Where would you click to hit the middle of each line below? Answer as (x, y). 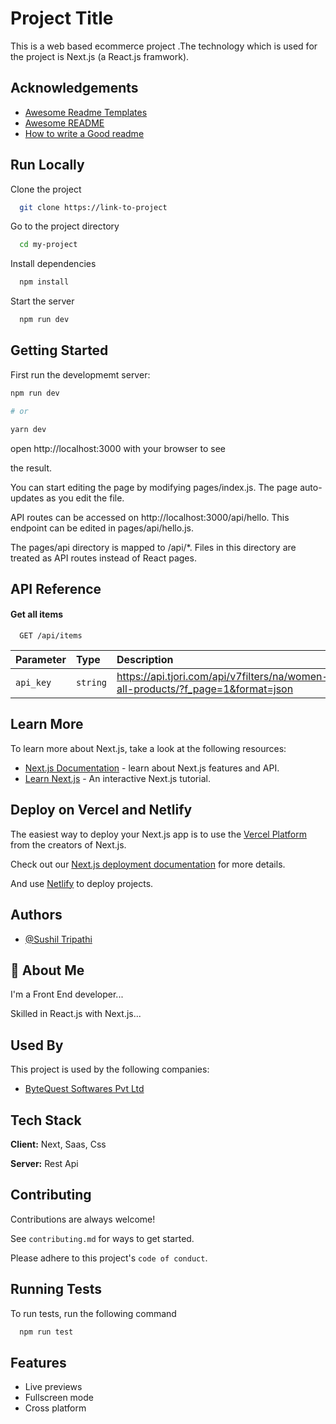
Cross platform (55, 1408)
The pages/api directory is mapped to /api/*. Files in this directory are (153, 547)
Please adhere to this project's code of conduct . (109, 1258)
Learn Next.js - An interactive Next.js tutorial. (117, 778)
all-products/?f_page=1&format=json (205, 689)
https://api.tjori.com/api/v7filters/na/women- (222, 677)
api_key (33, 683)
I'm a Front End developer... (67, 994)
